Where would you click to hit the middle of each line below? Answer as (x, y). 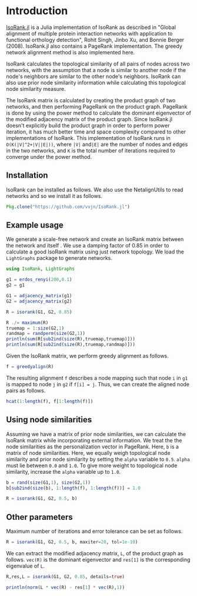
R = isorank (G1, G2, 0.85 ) (39, 312)
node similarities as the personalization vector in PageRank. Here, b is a (93, 447)
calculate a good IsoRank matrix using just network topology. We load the (95, 252)
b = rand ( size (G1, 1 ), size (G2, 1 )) (49, 483)
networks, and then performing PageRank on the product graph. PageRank (97, 106)
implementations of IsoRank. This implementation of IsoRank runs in (88, 138)
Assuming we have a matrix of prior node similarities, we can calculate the (96, 434)
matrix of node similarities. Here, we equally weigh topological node (88, 452)
